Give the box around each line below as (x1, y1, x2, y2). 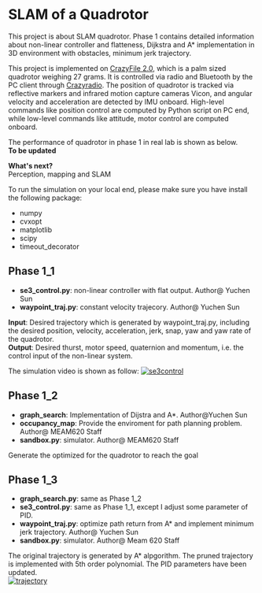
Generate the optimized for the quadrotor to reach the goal (8, 450, 199, 460)
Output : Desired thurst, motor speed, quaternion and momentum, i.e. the (8, 343, 244, 352)
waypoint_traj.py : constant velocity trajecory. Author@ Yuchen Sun (19, 302, 240, 312)
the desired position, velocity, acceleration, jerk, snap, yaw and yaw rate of (8, 325, 252, 335)
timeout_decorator (19, 242, 80, 251)
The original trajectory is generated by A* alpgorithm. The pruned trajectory (8, 551, 253, 561)
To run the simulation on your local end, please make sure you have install (8, 184, 248, 194)
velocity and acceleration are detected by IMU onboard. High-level (8, 97, 224, 106)
